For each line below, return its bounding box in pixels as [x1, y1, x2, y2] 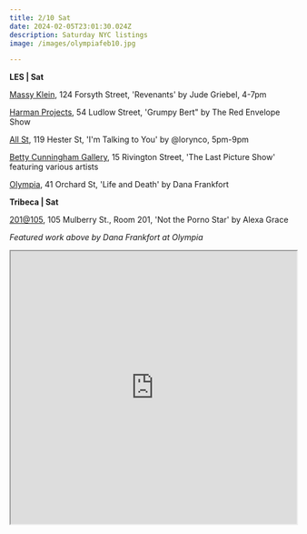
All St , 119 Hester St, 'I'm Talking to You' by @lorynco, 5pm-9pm [9, 134, 250, 146]
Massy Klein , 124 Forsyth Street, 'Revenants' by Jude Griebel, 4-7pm [9, 89, 267, 100]
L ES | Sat [9, 72, 44, 83]
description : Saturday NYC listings [9, 30, 148, 39]
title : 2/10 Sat [9, 13, 71, 23]
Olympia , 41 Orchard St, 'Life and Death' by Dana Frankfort [9, 179, 230, 190]
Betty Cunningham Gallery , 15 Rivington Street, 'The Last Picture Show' [9, 152, 275, 163]
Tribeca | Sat [9, 196, 59, 207]
